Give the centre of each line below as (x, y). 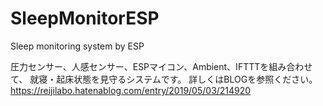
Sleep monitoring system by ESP (77, 46)
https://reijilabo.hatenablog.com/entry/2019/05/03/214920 (131, 90)
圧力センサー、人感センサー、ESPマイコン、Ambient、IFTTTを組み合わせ (161, 66)
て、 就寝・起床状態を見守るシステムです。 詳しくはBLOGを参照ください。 (164, 79)
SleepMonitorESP (85, 18)
